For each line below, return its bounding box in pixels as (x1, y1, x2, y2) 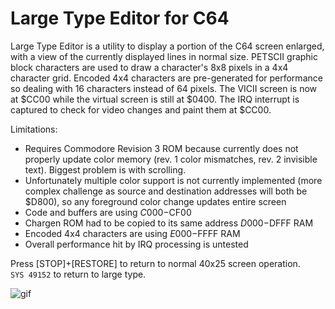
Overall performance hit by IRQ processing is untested (24, 238, 249, 250)
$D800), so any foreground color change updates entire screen (24, 195, 287, 207)
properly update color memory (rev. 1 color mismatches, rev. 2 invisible (24, 153, 318, 165)
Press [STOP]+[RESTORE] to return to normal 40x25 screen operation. (10, 257, 301, 269)
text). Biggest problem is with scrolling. (24, 163, 187, 176)
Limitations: (10, 123, 58, 135)
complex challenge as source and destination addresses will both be (24, 185, 308, 197)
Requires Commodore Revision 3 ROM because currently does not (24, 142, 299, 154)
